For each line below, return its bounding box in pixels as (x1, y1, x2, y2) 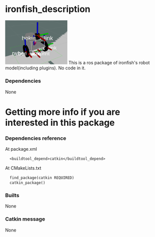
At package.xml (5, 146, 37, 152)
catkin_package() (9, 181, 46, 186)
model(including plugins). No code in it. (5, 65, 86, 71)
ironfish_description (5, 3, 91, 15)
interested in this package (5, 117, 115, 128)
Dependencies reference (5, 135, 67, 142)
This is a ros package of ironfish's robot (68, 60, 150, 66)
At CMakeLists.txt (5, 165, 41, 171)
